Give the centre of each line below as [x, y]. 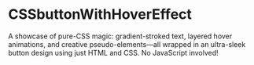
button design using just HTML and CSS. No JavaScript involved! [113, 52]
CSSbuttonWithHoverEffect [100, 14]
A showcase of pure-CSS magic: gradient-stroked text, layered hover [120, 36]
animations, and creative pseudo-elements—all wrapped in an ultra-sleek [127, 44]
